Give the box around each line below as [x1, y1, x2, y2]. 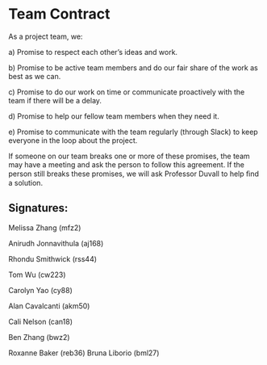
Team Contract [8, 5, 111, 23]
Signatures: [8, 201, 69, 215]
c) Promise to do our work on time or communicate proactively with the [8, 86, 245, 97]
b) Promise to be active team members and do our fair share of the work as [8, 62, 258, 73]
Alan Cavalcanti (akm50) [8, 300, 90, 311]
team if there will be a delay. [8, 95, 102, 105]
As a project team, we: [8, 31, 83, 41]
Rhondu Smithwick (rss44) [8, 254, 98, 263]
